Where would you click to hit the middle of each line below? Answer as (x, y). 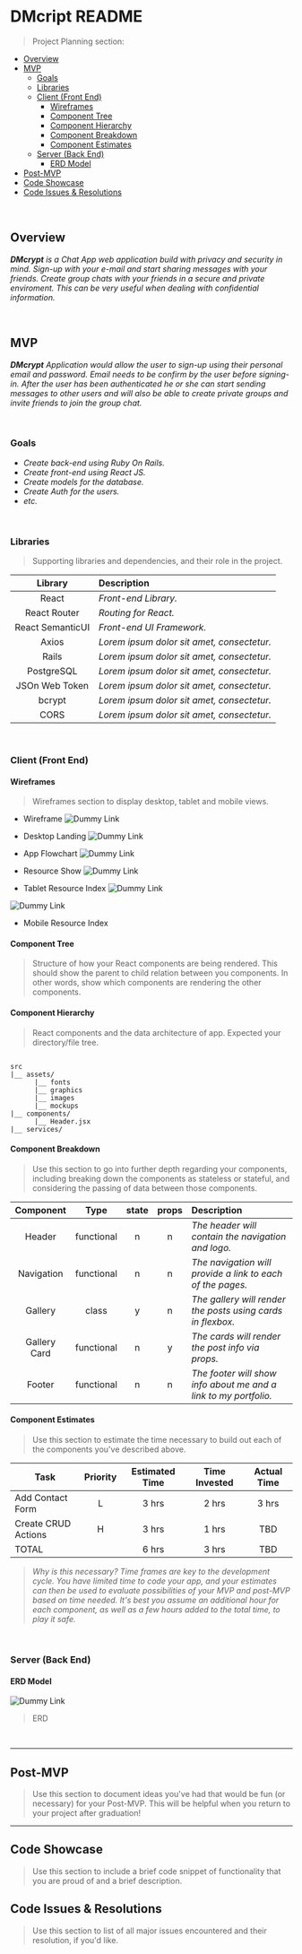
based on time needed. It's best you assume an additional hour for (155, 1600)
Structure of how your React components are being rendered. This (155, 964)
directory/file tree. (65, 1042)
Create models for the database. (83, 482)
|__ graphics (58, 1090)
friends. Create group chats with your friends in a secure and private (138, 278)
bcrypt (52, 700)
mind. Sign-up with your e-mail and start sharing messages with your (139, 269)
